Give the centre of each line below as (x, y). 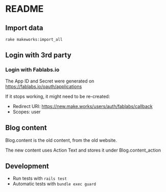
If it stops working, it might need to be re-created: (58, 96)
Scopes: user (27, 112)
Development (27, 166)
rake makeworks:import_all (34, 39)
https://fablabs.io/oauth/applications (44, 86)
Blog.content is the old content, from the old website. (61, 140)
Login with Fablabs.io (32, 70)
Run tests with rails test (40, 178)
